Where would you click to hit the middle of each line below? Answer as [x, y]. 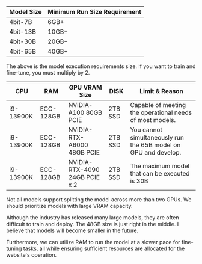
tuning [14, 248]
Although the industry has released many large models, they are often [93, 218]
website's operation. [32, 255]
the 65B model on [155, 145]
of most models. [153, 120]
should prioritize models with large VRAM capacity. [70, 206]
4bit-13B [23, 32]
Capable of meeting [158, 105]
